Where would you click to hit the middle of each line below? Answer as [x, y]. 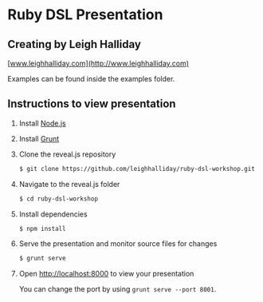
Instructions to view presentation [92, 104]
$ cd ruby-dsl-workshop [59, 199]
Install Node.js [42, 123]
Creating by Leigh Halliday [74, 44]
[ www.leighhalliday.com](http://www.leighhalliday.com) [98, 63]
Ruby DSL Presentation [85, 15]
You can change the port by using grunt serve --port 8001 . [118, 289]
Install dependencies [53, 214]
